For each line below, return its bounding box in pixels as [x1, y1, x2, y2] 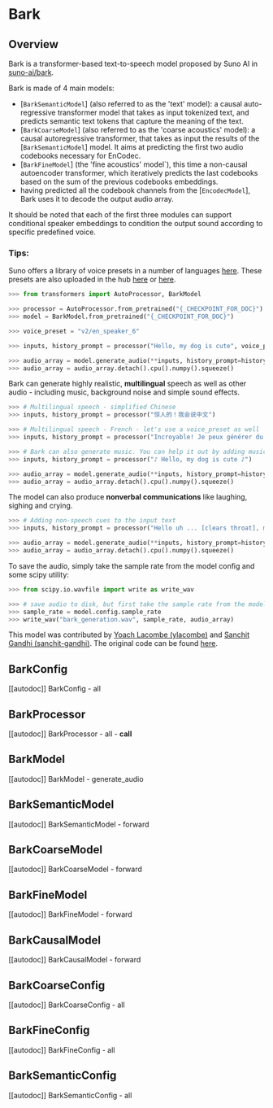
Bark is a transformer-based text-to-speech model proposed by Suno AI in [8, 59, 258, 68]
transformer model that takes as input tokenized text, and [57, 107, 249, 117]
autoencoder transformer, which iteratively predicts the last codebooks [19, 168, 258, 177]
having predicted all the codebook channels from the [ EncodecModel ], [19, 185, 250, 195]
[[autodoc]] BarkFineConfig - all [8, 1045, 115, 1054]
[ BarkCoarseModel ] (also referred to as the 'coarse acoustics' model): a [19, 125, 256, 134]
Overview [8, 37, 59, 51]
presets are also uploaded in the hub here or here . [8, 274, 176, 285]
